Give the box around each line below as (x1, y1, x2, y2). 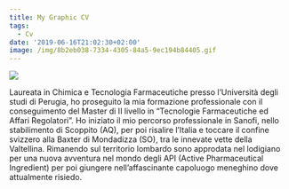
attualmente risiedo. (9, 172, 83, 183)
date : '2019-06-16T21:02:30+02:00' (9, 37, 141, 47)
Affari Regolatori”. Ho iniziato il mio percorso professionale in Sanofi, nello (9, 115, 280, 126)
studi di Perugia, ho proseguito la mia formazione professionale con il (9, 97, 263, 107)
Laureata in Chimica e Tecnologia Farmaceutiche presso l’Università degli (9, 87, 278, 98)
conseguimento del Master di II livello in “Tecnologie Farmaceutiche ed (9, 106, 269, 116)
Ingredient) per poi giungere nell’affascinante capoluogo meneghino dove (9, 162, 278, 173)
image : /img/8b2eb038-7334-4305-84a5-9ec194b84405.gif (9, 46, 217, 55)
